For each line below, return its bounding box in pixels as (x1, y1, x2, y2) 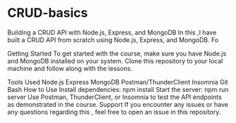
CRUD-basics (7, 5, 88, 21)
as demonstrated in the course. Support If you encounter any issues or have (7, 100, 229, 108)
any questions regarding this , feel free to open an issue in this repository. (7, 108, 221, 116)
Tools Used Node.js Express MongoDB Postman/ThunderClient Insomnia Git (7, 77, 228, 86)
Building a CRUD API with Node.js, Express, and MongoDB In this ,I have (7, 28, 217, 37)
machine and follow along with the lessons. (7, 64, 132, 72)
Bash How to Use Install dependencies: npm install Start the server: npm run (7, 85, 229, 93)
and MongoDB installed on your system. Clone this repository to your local (7, 56, 223, 65)
